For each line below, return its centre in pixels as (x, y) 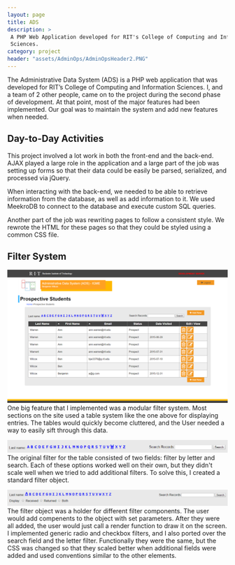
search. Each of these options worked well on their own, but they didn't (110, 465)
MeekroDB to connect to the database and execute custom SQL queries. (112, 206)
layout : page (26, 15)
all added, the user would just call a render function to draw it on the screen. (117, 526)
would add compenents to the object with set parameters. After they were (114, 519)
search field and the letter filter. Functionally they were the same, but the (112, 541)
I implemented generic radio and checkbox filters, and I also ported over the (117, 534)
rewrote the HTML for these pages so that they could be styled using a (109, 227)
